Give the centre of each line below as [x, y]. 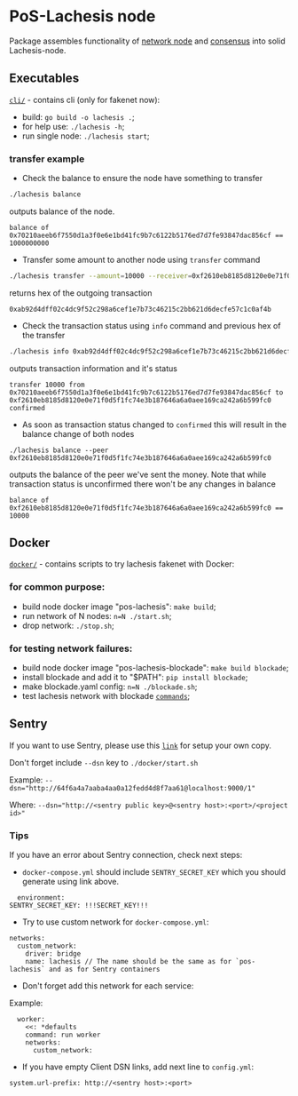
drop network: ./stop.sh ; [68, 625]
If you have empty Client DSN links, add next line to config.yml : [138, 1067]
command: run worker [63, 1035]
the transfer [43, 335]
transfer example [47, 159]
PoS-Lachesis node [82, 16]
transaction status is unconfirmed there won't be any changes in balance [143, 484]
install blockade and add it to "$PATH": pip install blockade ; [135, 678]
